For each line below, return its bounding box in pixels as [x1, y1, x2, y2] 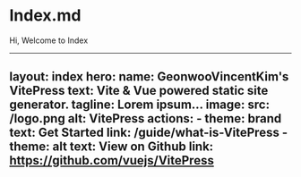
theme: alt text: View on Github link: [9, 139, 214, 155]
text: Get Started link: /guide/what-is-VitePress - [9, 125, 288, 140]
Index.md [9, 5, 82, 26]
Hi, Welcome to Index [9, 35, 89, 46]
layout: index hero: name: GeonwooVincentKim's [9, 69, 289, 85]
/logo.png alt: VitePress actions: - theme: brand [9, 111, 282, 126]
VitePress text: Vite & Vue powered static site [9, 83, 269, 98]
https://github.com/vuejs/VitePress [9, 153, 215, 168]
